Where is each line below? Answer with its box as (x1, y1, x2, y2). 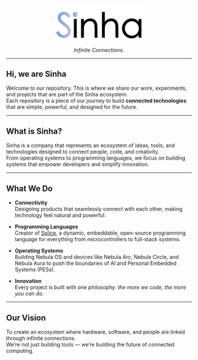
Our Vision (6, 313, 46, 323)
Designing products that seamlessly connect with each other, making (14, 206, 183, 213)
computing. (6, 347, 34, 354)
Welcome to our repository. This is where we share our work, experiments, (6, 85, 187, 92)
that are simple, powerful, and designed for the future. (6, 103, 138, 111)
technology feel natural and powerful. (14, 212, 106, 219)
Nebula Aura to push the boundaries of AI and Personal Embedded (14, 260, 177, 267)
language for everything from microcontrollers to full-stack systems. (14, 236, 181, 243)
